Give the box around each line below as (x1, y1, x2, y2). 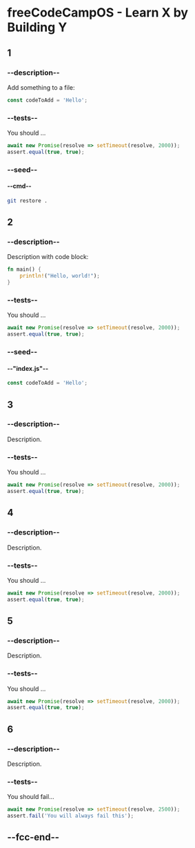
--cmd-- (7, 182, 32, 191)
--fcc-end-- (7, 831, 60, 843)
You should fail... (7, 793, 54, 801)
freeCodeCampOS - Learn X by (7, 5, 188, 21)
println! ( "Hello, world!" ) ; (19, 273, 100, 280)
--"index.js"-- (7, 364, 49, 372)
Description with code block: (7, 253, 89, 261)
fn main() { (7, 266, 41, 273)
